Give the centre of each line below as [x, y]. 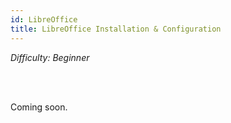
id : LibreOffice [44, 19]
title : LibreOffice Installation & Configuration [116, 29]
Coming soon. [39, 107]
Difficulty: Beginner [50, 57]
